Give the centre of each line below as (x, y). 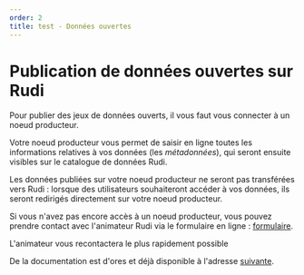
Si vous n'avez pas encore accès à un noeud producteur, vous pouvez (141, 216)
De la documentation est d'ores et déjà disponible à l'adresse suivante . (142, 261)
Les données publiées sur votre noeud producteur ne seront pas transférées (152, 180)
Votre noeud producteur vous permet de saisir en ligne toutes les (131, 142)
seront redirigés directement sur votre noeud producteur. (116, 199)
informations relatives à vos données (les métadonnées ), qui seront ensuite (150, 152)
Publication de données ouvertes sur (151, 71)
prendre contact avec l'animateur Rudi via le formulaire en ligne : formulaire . (152, 226)
